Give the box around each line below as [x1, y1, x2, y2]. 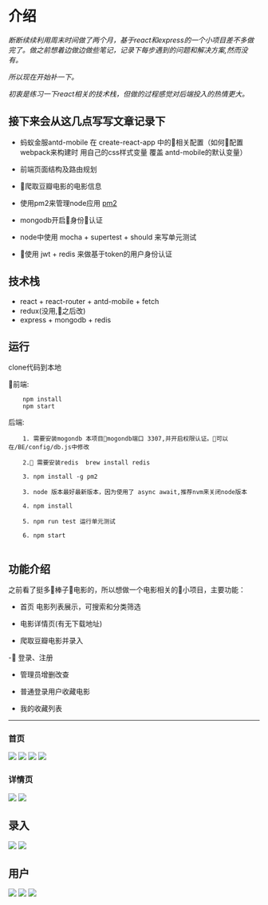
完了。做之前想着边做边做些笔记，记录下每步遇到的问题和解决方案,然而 [8, 45, 242, 54]
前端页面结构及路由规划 [19, 164, 97, 174]
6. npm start [22, 532, 66, 539]
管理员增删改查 [19, 670, 69, 679]
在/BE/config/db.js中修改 [8, 444, 90, 452]
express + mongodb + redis [19, 314, 112, 324]
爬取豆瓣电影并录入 [19, 636, 84, 646]
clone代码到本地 [8, 362, 62, 372]
